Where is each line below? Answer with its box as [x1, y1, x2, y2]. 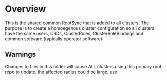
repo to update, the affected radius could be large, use [5, 69, 118, 75]
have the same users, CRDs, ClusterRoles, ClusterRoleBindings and [5, 30, 144, 36]
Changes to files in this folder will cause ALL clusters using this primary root [5, 63, 162, 69]
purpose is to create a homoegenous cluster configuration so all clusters [5, 25, 155, 31]
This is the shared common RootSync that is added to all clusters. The [5, 20, 149, 26]
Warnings [5, 50, 36, 59]
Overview [5, 3, 46, 15]
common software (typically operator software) [5, 36, 102, 42]
